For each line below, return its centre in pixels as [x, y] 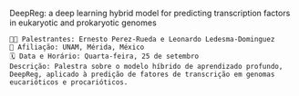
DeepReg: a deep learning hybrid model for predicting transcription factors [150, 13]
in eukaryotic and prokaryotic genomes [83, 23]
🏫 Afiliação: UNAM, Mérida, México [77, 47]
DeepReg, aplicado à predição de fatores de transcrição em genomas [142, 74]
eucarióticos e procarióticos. [69, 82]
